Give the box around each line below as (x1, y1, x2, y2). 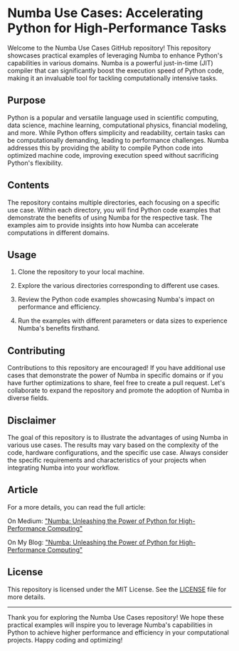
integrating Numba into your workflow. (7, 463, 120, 472)
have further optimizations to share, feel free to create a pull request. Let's (7, 379, 225, 387)
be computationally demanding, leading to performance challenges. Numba (7, 136, 229, 144)
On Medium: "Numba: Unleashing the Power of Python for (7, 517, 178, 525)
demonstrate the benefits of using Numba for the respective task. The (7, 213, 213, 222)
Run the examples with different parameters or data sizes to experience (17, 316, 228, 325)
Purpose (7, 95, 46, 107)
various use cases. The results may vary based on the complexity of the (7, 441, 219, 449)
